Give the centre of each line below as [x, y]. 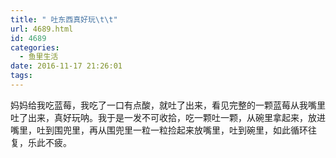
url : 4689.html [42, 29]
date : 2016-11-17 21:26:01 [66, 66]
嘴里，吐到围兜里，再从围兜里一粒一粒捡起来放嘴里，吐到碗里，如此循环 [159, 130]
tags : [21, 76]
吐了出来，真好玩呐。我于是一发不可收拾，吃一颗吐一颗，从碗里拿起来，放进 [168, 117]
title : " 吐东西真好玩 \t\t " [64, 19]
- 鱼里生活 [39, 57]
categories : [35, 47]
